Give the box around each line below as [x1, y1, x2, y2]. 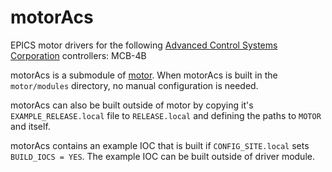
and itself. [10, 120, 51, 132]
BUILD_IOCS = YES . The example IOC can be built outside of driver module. [10, 150, 315, 162]
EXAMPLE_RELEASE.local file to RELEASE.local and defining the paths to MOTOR [10, 109, 322, 121]
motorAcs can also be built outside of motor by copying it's [10, 99, 254, 111]
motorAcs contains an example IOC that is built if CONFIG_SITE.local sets [10, 139, 310, 151]
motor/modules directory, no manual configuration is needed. [10, 79, 259, 91]
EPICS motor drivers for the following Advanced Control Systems [10, 39, 278, 51]
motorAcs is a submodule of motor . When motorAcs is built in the [10, 69, 278, 81]
